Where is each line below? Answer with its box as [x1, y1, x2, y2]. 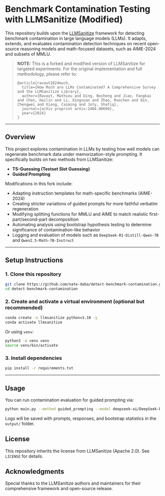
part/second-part [12, 216, 48, 222]
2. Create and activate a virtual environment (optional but [5, 298, 145, 305]
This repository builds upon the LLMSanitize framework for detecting [5, 30, 145, 36]
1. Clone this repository [5, 271, 61, 278]
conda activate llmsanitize [5, 320, 63, 325]
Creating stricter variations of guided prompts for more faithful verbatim [12, 201, 158, 206]
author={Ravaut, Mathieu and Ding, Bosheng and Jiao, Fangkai [22, 93, 152, 98]
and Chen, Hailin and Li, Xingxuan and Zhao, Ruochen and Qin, [17, 97, 150, 103]
